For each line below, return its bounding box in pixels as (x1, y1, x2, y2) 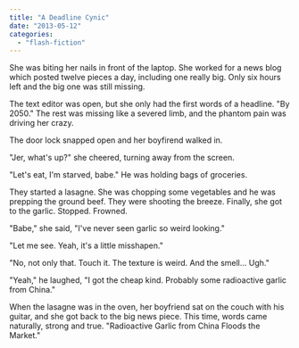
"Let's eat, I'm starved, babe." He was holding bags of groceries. (9, 170, 248, 180)
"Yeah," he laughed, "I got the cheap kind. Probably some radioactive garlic (9, 275, 287, 286)
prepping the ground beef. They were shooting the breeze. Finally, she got (9, 196, 283, 207)
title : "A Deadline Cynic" (9, 12, 110, 22)
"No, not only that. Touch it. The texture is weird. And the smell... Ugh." (9, 258, 270, 269)
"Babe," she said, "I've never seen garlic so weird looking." (9, 223, 225, 234)
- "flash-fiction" (17, 37, 87, 47)
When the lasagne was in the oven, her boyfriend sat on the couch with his (9, 302, 285, 312)
